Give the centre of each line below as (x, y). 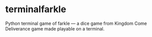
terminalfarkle (36, 9)
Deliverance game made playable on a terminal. (55, 28)
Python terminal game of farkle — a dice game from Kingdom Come (76, 23)
